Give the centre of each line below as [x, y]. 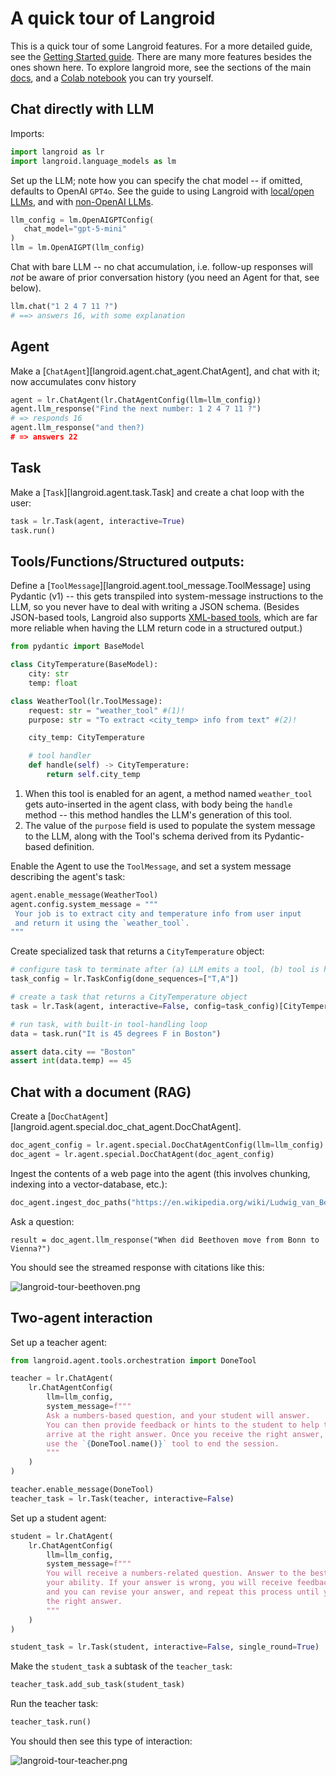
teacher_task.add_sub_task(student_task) [98, 1685]
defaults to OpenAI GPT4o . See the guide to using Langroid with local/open [162, 191]
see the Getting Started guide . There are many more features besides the [161, 56]
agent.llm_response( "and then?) [77, 428]
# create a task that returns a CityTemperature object [129, 997]
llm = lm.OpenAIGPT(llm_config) [77, 248]
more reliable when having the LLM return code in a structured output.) [156, 628]
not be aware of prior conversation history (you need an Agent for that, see [165, 277]
